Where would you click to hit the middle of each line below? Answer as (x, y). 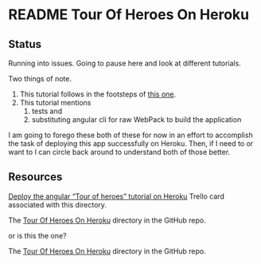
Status (25, 44)
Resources (35, 177)
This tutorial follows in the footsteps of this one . (98, 94)
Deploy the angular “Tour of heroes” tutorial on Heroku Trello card (116, 196)
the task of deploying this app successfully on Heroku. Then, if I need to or (131, 144)
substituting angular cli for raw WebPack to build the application (136, 120)
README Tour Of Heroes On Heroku (129, 15)
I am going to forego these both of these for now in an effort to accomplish (130, 135)
